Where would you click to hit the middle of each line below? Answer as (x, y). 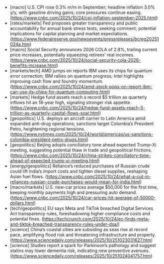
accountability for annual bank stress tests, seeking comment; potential (83, 28)
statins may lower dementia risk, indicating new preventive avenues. (80, 251)
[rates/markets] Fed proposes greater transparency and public (74, 23)
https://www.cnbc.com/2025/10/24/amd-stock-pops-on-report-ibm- (82, 86)
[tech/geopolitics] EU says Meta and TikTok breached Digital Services (81, 208)
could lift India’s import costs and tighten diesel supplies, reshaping (79, 171)
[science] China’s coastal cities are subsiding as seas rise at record (79, 229)
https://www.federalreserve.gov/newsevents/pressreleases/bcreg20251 (85, 39)
